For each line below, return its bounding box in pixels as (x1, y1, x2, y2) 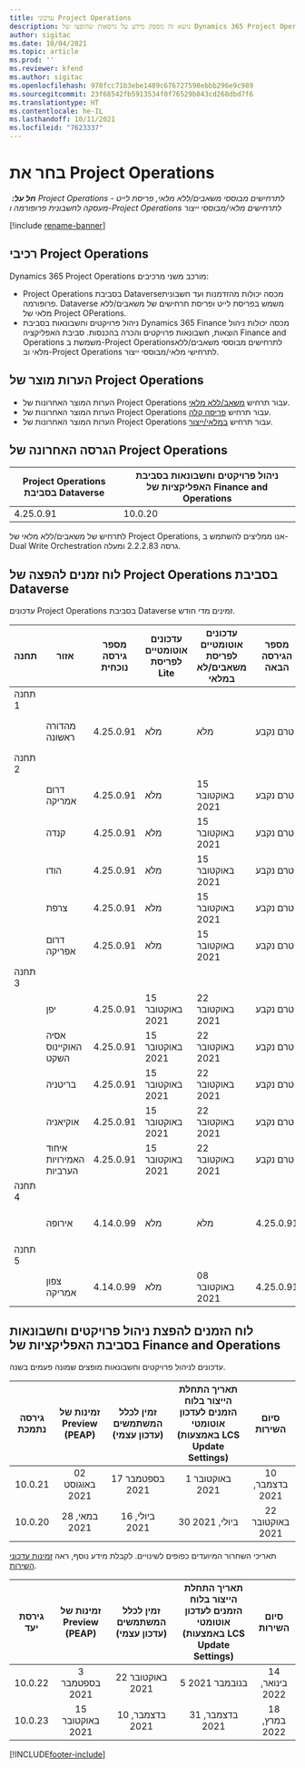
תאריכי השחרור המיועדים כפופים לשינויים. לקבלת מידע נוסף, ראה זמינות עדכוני (9, 1550, 277, 1561)
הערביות (45, 1164, 79, 1177)
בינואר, (260, 1677, 288, 1689)
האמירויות (45, 1153, 84, 1166)
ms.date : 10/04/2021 (9, 38, 88, 48)
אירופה (45, 1217, 74, 1230)
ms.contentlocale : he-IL (9, 107, 103, 116)
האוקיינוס (45, 1041, 83, 1053)
